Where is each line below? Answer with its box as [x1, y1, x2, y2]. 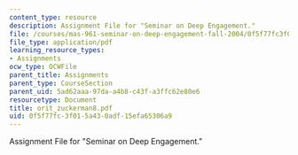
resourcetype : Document [9, 95, 98, 105]
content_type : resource [9, 12, 98, 22]
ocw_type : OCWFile [9, 63, 77, 72]
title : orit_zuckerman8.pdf [9, 104, 114, 112]
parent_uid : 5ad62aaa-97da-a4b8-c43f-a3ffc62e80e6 [9, 87, 200, 96]
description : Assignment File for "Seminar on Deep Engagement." [9, 21, 255, 30]
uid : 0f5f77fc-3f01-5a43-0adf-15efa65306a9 [9, 112, 173, 120]
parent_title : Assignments [9, 71, 109, 80]
